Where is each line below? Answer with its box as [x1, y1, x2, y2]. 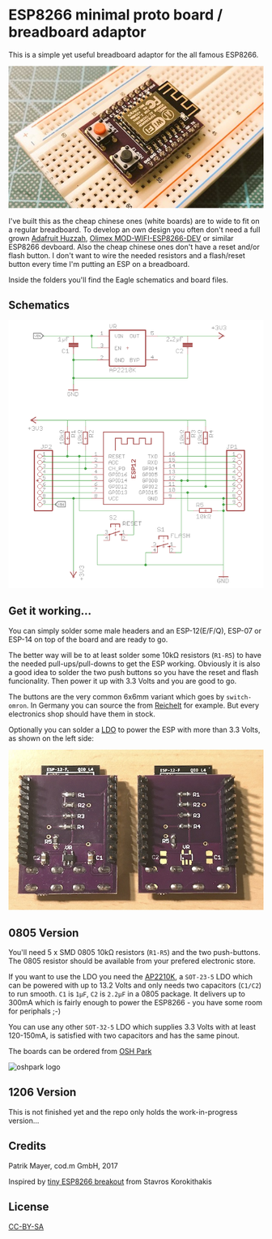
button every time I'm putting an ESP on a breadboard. [8, 259, 190, 269]
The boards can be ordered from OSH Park [8, 1047, 152, 1056]
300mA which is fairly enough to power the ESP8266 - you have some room [8, 998, 263, 1008]
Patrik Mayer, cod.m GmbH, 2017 [8, 1160, 119, 1170]
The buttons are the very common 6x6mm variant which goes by [8, 691, 225, 701]
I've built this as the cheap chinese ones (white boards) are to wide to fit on [8, 216, 261, 226]
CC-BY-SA [8, 1221, 45, 1231]
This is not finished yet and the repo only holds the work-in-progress [8, 1107, 238, 1116]
